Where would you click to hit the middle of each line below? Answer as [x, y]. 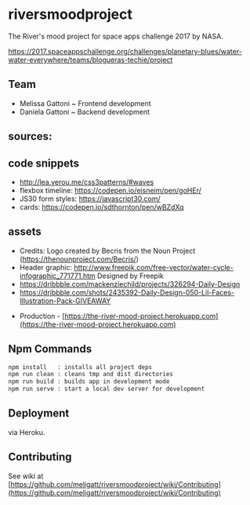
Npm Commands [50, 349]
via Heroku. [27, 432]
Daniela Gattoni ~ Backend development [85, 112]
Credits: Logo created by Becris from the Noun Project [107, 251]
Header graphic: [46, 267]
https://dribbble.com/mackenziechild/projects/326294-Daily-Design [130, 284]
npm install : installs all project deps [80, 367]
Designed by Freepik [130, 276]
